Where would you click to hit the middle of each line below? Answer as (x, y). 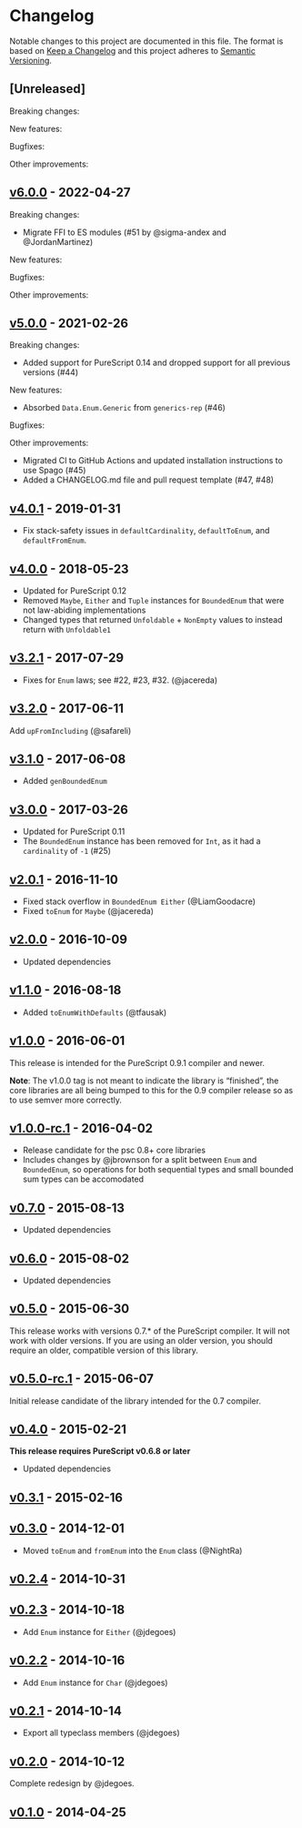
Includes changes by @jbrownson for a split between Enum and (140, 1160)
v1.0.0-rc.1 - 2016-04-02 (81, 1128)
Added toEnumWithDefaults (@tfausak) (95, 1012)
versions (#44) (50, 372)
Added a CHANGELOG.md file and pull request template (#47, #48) (148, 480)
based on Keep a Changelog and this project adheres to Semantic (133, 50)
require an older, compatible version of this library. (104, 1350)
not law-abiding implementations (84, 610)
